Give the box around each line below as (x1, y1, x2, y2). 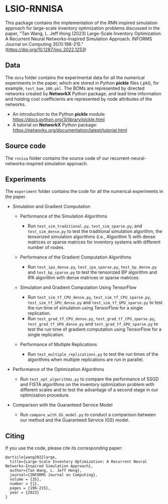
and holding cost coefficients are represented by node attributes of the (5, 96, 152, 102)
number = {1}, (10, 481, 39, 486)
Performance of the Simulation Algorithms (20, 213, 107, 219)
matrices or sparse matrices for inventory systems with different (27, 239, 161, 245)
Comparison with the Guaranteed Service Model (12, 402, 113, 408)
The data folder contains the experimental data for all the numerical (5, 74, 145, 81)
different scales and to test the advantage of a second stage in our (20, 387, 158, 393)
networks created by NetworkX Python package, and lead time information (5, 90, 162, 96)
